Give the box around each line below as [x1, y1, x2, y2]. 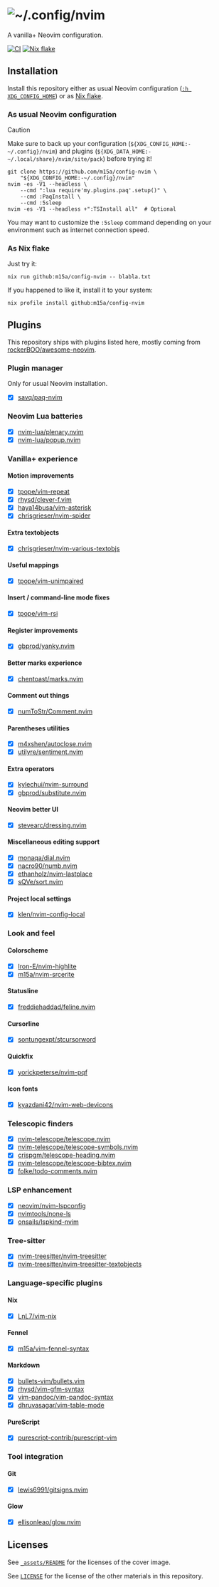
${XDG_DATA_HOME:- [97, 148, 151, 156]
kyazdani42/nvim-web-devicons [17, 1100, 114, 1109]
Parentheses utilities [7, 723, 70, 733]
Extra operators [7, 764, 55, 772]
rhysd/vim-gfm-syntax [17, 1385, 85, 1393]
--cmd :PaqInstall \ [20, 193, 81, 201]
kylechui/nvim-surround [17, 780, 89, 789]
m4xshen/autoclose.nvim [17, 740, 92, 748]
